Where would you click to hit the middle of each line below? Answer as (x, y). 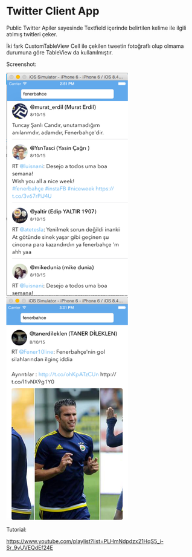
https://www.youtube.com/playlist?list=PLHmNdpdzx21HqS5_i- (85, 541)
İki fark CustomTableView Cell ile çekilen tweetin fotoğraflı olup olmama (95, 46)
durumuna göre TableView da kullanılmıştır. (60, 52)
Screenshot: (21, 64)
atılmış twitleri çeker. (32, 34)
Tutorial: (17, 529)
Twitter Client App (53, 11)
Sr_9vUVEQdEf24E (30, 547)
